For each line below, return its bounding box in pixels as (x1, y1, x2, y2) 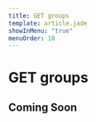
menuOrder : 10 (8, 34, 56, 43)
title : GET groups (8, 11, 70, 20)
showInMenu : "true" (8, 26, 74, 35)
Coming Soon (8, 100, 78, 114)
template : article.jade (8, 19, 88, 27)
